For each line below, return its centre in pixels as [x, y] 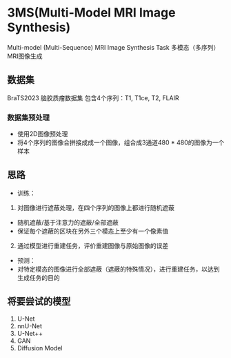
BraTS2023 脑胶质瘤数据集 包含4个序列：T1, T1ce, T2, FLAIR [93, 97]
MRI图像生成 [25, 56]
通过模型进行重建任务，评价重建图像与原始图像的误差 [93, 245]
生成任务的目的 [38, 277]
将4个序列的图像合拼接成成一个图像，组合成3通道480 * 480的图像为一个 [121, 142]
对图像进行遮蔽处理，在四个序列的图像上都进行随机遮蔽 [96, 207]
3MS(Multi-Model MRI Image [91, 13]
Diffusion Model [40, 348]
